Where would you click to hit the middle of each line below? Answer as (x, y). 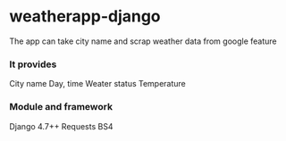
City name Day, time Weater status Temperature (97, 84)
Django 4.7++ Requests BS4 (61, 126)
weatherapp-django (85, 17)
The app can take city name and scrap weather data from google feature (143, 41)
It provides (33, 64)
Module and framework (61, 107)
